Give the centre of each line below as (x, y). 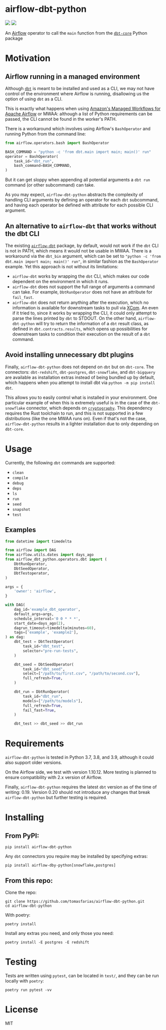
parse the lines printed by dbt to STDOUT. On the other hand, (75, 318)
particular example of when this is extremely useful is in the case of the (78, 402)
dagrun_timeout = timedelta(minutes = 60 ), (55, 628)
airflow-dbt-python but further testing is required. (56, 797)
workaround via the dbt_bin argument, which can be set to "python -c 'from (83, 256)
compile (20, 478)
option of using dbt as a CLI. (34, 99)
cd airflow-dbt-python (28, 906)
